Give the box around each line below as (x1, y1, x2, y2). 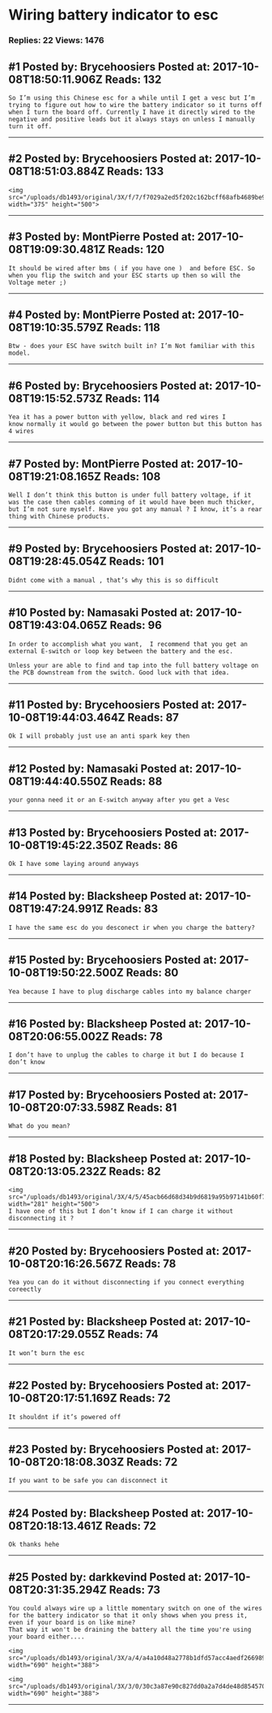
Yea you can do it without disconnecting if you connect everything (8, 1278, 244, 1286)
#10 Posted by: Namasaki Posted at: (8, 606, 194, 620)
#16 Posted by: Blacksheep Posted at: (8, 1017, 202, 1031)
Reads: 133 (106, 165, 164, 179)
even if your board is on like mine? (8, 1618, 136, 1626)
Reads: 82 (108, 1164, 161, 1178)
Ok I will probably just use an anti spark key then (8, 732, 190, 740)
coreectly (8, 1285, 42, 1293)
